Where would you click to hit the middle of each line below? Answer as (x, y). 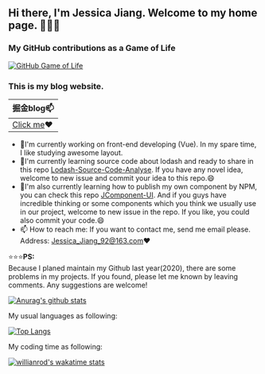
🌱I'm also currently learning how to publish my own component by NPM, (138, 186)
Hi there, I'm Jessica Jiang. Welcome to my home (133, 13)
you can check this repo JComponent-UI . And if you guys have (123, 195)
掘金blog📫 (33, 108)
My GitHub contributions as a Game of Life (92, 49)
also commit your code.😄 (62, 220)
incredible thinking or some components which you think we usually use (138, 203)
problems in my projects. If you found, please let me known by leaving (123, 276)
